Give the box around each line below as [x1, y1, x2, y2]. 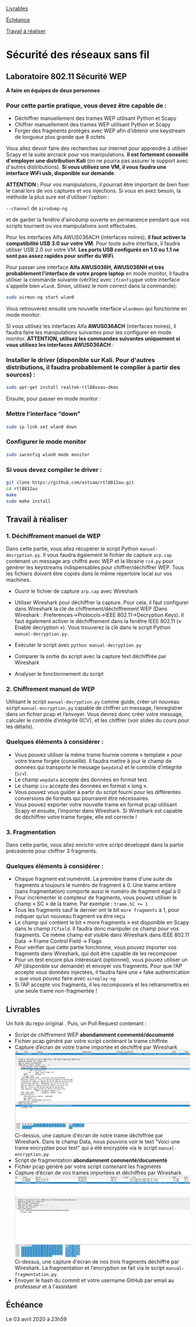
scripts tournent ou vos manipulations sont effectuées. [6, 223, 138, 230]
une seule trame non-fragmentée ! [14, 987, 97, 994]
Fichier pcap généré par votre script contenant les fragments [14, 1162, 162, 1170]
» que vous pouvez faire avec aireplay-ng [14, 975, 116, 982]
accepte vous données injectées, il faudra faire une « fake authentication [14, 969, 190, 976]
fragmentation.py [14, 1271, 57, 1277]
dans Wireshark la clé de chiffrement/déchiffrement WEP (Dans [14, 606, 167, 613]
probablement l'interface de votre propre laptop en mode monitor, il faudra [6, 270, 189, 277]
